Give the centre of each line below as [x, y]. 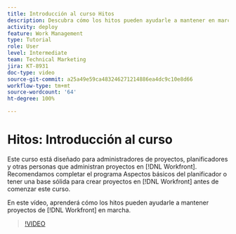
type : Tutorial [29, 40]
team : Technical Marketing [47, 60]
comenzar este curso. [39, 189]
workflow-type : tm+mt [39, 86]
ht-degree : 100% [31, 99]
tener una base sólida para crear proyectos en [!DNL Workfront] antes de [113, 181]
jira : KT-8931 [28, 66]
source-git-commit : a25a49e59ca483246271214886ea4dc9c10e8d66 [100, 79]
